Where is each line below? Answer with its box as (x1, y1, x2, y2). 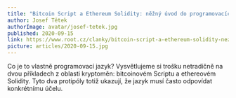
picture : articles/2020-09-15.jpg (7, 43, 109, 50)
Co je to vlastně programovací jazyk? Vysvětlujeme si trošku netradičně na (7, 62, 223, 70)
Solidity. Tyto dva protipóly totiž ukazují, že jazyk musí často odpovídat (7, 77, 213, 85)
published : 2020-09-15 (7, 29, 74, 37)
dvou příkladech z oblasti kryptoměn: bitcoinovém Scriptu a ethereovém (7, 69, 216, 78)
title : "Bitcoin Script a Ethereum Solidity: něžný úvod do (7, 10, 188, 17)
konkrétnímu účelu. (7, 85, 63, 92)
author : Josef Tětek (7, 17, 68, 24)
